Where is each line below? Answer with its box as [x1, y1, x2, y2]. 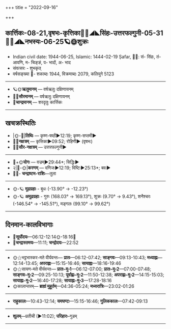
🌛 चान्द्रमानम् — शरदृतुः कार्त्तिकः [12, 99, 63, 105]
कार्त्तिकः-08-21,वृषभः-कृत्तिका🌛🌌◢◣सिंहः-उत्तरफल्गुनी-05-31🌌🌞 [5, 29, 163, 38]
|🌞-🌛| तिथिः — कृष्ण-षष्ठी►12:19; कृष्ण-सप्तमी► [12, 132, 97, 139]
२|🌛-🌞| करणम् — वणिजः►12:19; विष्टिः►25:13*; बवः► [12, 164, 111, 171]
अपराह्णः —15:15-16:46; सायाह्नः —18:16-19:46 [39, 260, 121, 266]
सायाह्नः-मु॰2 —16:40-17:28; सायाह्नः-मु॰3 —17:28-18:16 [12, 278, 112, 284]
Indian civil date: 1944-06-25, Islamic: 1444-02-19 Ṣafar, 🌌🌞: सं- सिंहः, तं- [12, 53, 161, 60]
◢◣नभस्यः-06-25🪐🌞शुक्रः [5, 38, 89, 46]
